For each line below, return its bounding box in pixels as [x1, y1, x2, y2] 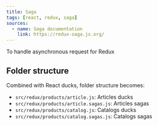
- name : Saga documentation [12, 25, 83, 32]
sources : [6, 20, 29, 26]
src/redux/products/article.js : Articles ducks [15, 93, 134, 101]
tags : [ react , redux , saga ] [6, 15, 78, 21]
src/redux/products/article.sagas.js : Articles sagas [15, 99, 149, 107]
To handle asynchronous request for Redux [6, 48, 115, 55]
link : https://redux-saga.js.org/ [17, 31, 105, 38]
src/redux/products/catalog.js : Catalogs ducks [15, 106, 137, 113]
